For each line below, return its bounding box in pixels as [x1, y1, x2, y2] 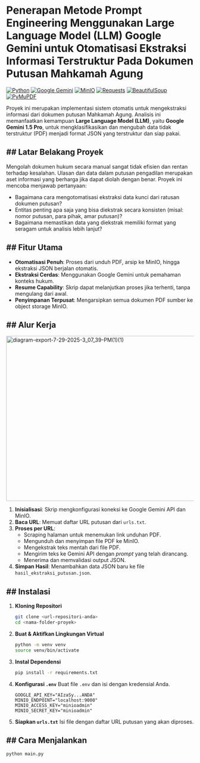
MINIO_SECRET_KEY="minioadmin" [14, 708, 93, 714]
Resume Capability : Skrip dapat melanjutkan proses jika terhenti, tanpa [14, 284, 190, 291]
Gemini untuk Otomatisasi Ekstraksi [6, 42, 187, 55]
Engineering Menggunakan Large [6, 16, 174, 30]
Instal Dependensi [14, 658, 61, 665]
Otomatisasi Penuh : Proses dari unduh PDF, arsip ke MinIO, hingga [14, 258, 180, 265]
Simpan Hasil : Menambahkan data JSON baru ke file [14, 563, 145, 570]
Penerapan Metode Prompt [6, 4, 142, 17]
